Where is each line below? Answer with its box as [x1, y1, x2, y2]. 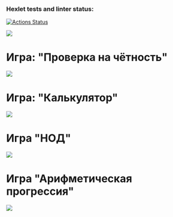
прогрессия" [6, 185, 74, 198]
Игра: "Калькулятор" [6, 91, 119, 105]
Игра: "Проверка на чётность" [6, 50, 168, 64]
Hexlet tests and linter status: [6, 5, 94, 13]
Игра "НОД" [6, 131, 71, 145]
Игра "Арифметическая [6, 172, 133, 186]
